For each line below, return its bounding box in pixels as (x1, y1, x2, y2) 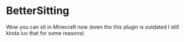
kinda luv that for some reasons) (6, 29, 84, 36)
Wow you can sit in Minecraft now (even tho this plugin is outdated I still (6, 23, 179, 30)
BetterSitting (6, 4, 70, 17)
